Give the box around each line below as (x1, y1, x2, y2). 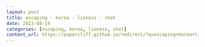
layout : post (6, 9, 40, 15)
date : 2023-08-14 (6, 20, 51, 26)
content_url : (6, 32, 40, 38)
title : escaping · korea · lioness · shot (6, 15, 116, 21)
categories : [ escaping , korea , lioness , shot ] (6, 26, 127, 32)
